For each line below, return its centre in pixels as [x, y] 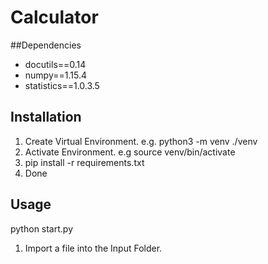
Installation [46, 117]
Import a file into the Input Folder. [93, 248]
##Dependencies [46, 45]
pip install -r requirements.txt [84, 162]
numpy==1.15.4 [55, 75]
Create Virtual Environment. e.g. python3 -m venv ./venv [141, 141]
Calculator [54, 17]
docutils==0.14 [55, 64]
